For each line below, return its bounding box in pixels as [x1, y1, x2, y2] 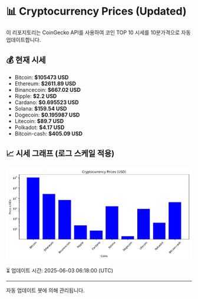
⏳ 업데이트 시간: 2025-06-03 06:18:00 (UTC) [6, 267, 114, 274]
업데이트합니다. [6, 36, 41, 43]
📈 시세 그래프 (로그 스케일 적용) [6, 148, 115, 159]
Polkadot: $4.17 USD [14, 124, 65, 131]
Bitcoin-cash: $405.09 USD [14, 130, 83, 137]
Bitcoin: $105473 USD [14, 74, 69, 81]
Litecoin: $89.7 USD [14, 117, 64, 124]
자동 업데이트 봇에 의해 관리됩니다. [6, 287, 85, 294]
